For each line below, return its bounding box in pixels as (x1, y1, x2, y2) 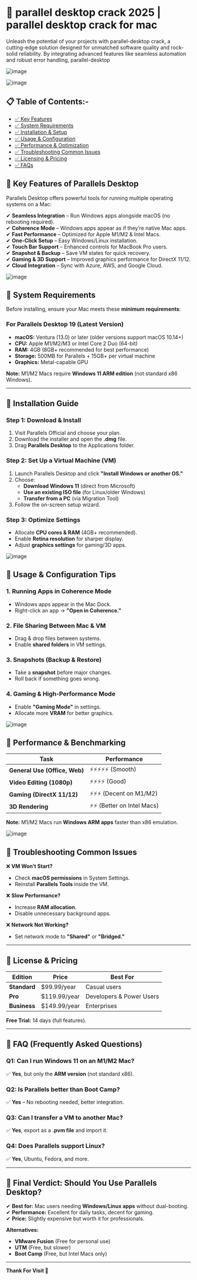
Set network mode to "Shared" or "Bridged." (14, 933, 125, 940)
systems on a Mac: (6, 200, 52, 207)
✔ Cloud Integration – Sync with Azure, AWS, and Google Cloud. (6, 261, 163, 269)
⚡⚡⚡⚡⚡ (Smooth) (90, 765, 137, 774)
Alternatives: (6, 1227, 39, 1234)
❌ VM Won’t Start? (6, 863, 53, 870)
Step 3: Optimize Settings (6, 516, 81, 524)
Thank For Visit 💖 (6, 1267, 49, 1274)
